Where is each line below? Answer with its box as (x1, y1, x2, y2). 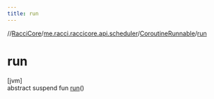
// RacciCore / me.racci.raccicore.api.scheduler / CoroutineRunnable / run (7, 29, 207, 37)
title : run (7, 10, 39, 17)
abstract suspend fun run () (7, 84, 85, 92)
